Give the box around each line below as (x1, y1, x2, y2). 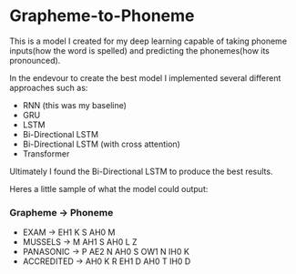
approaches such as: (9, 82, 88, 93)
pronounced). (9, 55, 61, 66)
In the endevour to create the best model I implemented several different (9, 72, 281, 83)
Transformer (22, 147, 70, 159)
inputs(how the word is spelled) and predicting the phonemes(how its (9, 45, 270, 56)
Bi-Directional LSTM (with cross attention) (22, 138, 180, 149)
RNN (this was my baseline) (22, 99, 128, 110)
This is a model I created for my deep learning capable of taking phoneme (9, 36, 288, 46)
